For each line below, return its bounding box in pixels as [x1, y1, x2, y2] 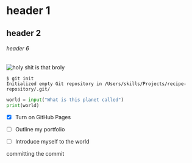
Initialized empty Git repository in [6, 80, 102, 87]
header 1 [6, 4, 51, 18]
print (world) [6, 102, 40, 108]
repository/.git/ [6, 86, 51, 92]
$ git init [6, 75, 34, 81]
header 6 [6, 45, 29, 52]
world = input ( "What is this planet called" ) [6, 97, 124, 103]
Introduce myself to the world [15, 137, 90, 145]
